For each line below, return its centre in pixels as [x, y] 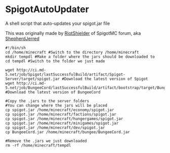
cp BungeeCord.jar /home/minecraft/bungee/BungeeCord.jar [68, 132]
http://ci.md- [31, 70]
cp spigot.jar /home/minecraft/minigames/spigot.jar [62, 123]
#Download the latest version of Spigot [105, 79]
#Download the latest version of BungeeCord [53, 92]
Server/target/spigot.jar [32, 79]
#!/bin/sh [16, 48]
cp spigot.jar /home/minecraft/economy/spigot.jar [60, 110]
